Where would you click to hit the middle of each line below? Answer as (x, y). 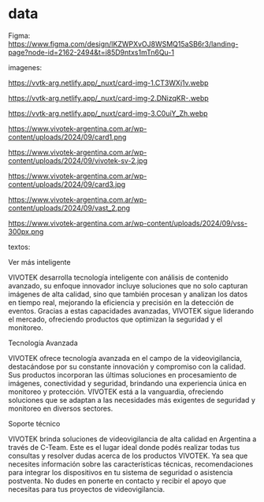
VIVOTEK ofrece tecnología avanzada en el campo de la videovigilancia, (125, 358)
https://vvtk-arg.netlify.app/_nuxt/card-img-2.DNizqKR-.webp (108, 98)
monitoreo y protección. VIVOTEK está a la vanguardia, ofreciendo (116, 392)
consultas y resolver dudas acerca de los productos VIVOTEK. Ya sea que (128, 456)
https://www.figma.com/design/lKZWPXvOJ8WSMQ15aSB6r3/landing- (123, 43)
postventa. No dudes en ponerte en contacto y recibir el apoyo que (117, 481)
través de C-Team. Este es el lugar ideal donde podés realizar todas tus (124, 447)
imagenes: (25, 67)
